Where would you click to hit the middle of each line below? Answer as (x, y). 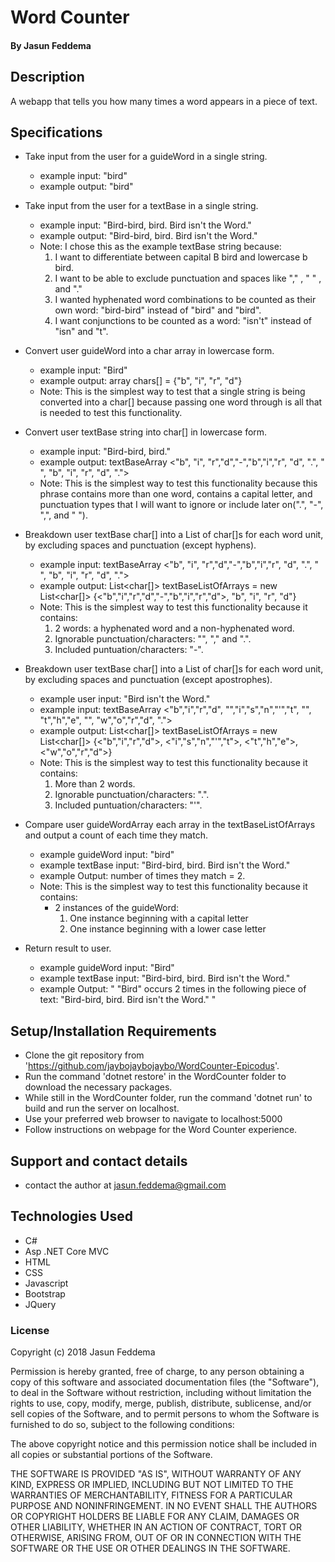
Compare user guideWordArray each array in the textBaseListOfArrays (170, 825)
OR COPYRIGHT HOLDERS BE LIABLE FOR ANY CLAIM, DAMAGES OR (155, 1517)
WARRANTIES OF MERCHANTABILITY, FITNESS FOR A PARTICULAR (151, 1495)
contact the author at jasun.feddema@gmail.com (125, 1185)
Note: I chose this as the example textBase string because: (160, 247)
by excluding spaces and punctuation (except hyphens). (140, 545)
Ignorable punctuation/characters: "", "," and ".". (153, 639)
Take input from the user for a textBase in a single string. (141, 206)
